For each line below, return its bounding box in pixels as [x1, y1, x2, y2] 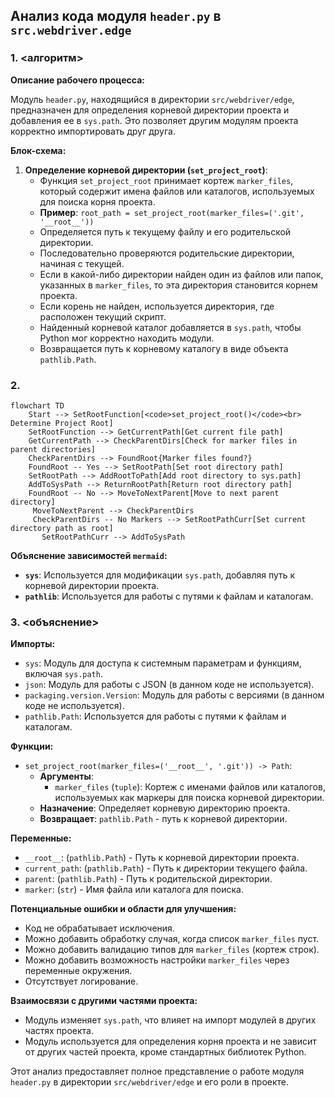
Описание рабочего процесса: [10, 74, 145, 86]
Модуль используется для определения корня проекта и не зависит [24, 1035, 317, 1048]
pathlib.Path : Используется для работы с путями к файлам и [24, 710, 287, 723]
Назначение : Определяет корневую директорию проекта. [39, 802, 291, 814]
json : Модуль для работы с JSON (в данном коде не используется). [24, 679, 315, 691]
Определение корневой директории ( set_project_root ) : [24, 164, 268, 176]
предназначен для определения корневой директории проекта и [10, 104, 290, 116]
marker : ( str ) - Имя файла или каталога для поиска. [24, 884, 244, 896]
